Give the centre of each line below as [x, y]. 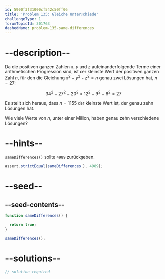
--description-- [38, 53]
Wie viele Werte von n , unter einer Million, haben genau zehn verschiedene [82, 118]
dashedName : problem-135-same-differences [50, 28]
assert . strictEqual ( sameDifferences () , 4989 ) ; [54, 166]
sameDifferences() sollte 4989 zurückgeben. [50, 157]
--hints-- [24, 143]
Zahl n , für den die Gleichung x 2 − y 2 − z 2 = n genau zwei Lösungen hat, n [81, 77]
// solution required [28, 272]
